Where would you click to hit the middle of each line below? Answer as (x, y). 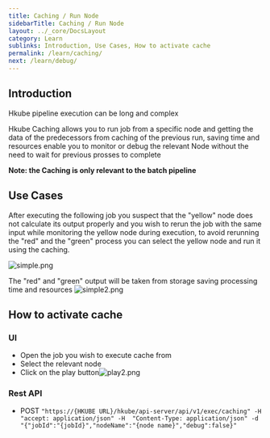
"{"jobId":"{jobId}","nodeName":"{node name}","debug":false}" (129, 426)
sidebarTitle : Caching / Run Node (66, 23)
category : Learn (35, 38)
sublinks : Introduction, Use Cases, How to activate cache (110, 46)
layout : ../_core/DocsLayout (57, 31)
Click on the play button (59, 373)
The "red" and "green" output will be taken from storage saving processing (133, 280)
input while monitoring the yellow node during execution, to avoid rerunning (134, 232)
